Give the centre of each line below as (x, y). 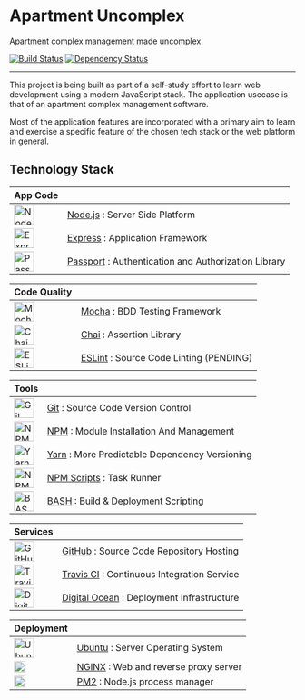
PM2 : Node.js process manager (145, 681)
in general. (30, 141)
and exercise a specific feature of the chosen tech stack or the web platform (152, 131)
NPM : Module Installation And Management (141, 431)
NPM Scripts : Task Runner (104, 478)
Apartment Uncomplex (97, 16)
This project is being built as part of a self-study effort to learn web (135, 85)
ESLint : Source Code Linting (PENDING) (166, 358)
